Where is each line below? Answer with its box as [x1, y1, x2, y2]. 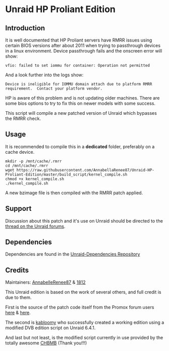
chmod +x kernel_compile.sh [5, 176, 65, 182]
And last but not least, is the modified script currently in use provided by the [5, 335, 163, 341]
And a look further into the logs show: [5, 72, 84, 78]
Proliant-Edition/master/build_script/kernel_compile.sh [5, 172, 128, 177]
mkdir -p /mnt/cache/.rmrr [5, 158, 62, 164]
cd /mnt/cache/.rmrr [5, 163, 49, 168]
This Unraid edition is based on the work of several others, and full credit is [5, 289, 161, 295]
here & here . [5, 310, 31, 316]
